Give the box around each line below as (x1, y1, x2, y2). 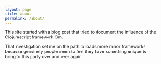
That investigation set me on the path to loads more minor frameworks (5, 44, 146, 50)
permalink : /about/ (5, 16, 45, 21)
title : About (5, 12, 32, 16)
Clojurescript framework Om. (5, 34, 63, 40)
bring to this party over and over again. (5, 54, 83, 60)
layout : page (5, 7, 32, 12)
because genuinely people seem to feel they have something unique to (5, 49, 147, 54)
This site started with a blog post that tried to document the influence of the (5, 29, 157, 35)
